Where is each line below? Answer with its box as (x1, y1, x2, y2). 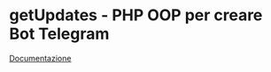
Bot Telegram (9, 24, 110, 44)
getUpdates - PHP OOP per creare (9, 5, 263, 25)
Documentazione (9, 53, 72, 63)
